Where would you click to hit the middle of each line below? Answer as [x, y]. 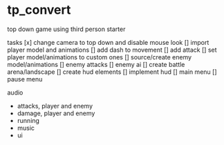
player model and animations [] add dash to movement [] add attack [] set [112, 50]
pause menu [25, 79]
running [28, 120]
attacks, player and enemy [55, 106]
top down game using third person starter [66, 29]
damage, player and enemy [56, 113]
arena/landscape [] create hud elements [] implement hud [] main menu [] [112, 72]
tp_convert [39, 10]
